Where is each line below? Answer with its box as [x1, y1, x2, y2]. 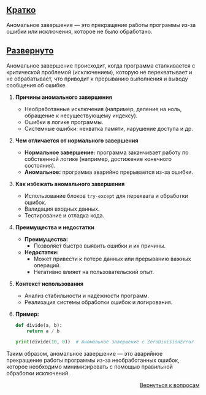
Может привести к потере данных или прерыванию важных [33, 255, 191, 262]
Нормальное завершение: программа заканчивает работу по [24, 149, 189, 156]
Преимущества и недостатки [15, 224, 95, 231]
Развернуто [6, 45, 54, 56]
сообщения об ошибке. [6, 81, 67, 88]
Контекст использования [15, 280, 84, 287]
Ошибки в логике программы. [24, 118, 104, 125]
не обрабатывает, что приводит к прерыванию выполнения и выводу [6, 75, 188, 82]
